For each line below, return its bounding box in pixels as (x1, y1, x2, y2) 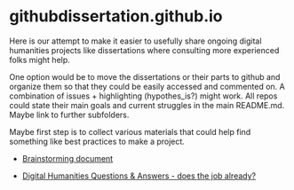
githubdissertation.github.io (9, 6, 224, 27)
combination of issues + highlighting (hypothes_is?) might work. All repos (9, 91, 278, 101)
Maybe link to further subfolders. (9, 109, 130, 120)
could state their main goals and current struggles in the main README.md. (9, 99, 285, 110)
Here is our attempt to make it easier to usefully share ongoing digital (9, 36, 262, 46)
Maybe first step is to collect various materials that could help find (9, 126, 251, 137)
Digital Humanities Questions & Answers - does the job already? (21, 170, 256, 181)
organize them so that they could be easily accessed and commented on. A (9, 81, 286, 91)
